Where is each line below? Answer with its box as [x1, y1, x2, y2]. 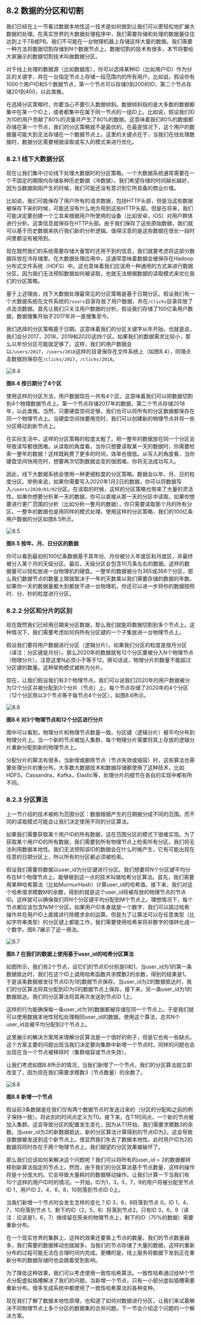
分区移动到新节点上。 [6, 422, 59, 430]
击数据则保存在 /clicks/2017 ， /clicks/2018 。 [6, 356, 118, 363]
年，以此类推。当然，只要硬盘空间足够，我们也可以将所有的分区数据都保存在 [6, 407, 195, 415]
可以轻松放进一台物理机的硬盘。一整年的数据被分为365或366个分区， [16, 567, 188, 575]
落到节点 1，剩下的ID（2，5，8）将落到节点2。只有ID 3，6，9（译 [25, 1206, 189, 1213]
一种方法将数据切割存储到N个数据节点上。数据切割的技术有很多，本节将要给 [6, 45, 194, 52]
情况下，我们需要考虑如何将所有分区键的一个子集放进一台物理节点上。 [11, 629, 184, 636]
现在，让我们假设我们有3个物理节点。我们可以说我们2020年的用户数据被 [6, 677, 185, 684]
